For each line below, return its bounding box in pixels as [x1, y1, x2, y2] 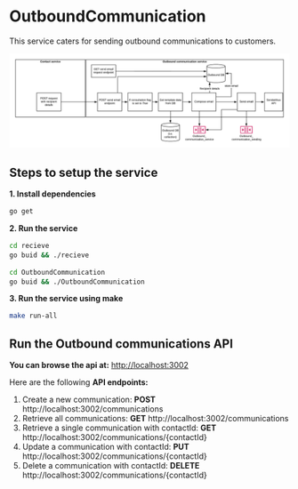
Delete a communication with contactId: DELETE [21, 461, 200, 471]
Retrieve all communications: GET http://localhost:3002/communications [21, 413, 289, 424]
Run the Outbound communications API [9, 336, 234, 351]
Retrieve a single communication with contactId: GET [21, 422, 217, 433]
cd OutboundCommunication [9, 268, 105, 277]
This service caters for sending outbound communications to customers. [9, 36, 277, 46]
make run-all [9, 311, 58, 321]
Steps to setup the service [9, 164, 158, 180]
